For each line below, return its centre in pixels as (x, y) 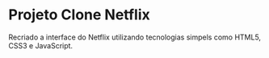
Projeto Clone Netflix (80, 15)
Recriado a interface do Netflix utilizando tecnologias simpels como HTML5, (134, 37)
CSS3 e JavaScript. (41, 45)
